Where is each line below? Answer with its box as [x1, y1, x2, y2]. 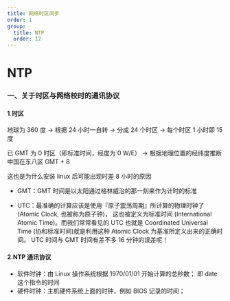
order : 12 [13, 36, 41, 43]
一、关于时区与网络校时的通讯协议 [7, 91, 120, 100]
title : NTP [13, 29, 45, 36]
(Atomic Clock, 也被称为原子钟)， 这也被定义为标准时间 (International [16, 210, 212, 219]
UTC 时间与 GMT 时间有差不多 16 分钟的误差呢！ [30, 236, 169, 244]
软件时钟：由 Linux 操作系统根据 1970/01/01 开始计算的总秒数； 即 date [16, 269, 218, 278]
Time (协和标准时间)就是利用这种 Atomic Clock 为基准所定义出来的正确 [16, 227, 218, 236]
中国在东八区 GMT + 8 [7, 157, 70, 166]
